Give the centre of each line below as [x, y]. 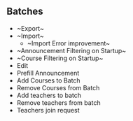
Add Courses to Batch [49, 80]
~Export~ [30, 28]
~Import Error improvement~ [68, 43]
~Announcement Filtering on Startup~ [71, 50]
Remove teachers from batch [58, 102]
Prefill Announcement [48, 73]
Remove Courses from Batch [58, 87]
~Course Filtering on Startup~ [60, 58]
